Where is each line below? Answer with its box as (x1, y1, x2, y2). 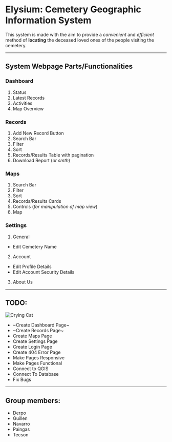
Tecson (12, 432, 29, 438)
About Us (12, 279, 33, 285)
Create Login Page (12, 344, 52, 350)
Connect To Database (12, 371, 59, 377)
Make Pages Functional (12, 360, 62, 367)
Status (12, 89, 27, 95)
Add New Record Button (12, 130, 64, 136)
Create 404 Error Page (12, 349, 61, 355)
